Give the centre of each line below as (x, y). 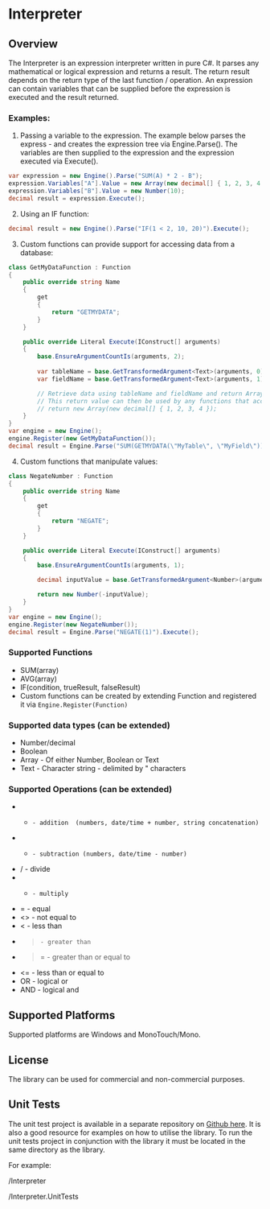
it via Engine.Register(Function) (74, 704)
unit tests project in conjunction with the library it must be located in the (127, 1141)
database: (37, 252)
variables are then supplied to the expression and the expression (127, 153)
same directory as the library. (57, 1149)
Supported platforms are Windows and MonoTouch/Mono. (104, 1034)
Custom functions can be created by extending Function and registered (138, 695)
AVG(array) (39, 679)
